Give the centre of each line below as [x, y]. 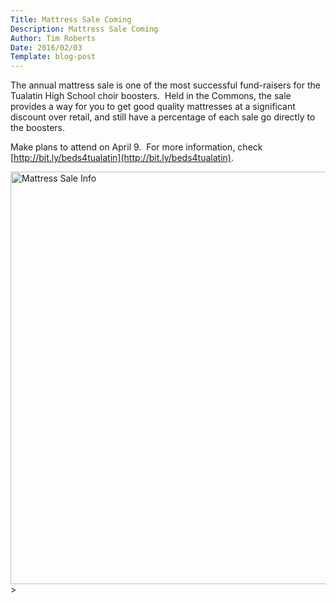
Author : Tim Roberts [53, 38]
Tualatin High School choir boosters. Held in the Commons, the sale [151, 96]
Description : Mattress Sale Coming [84, 29]
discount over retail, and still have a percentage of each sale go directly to [163, 117]
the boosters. [38, 128]
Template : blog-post [53, 57]
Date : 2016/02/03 [46, 47]
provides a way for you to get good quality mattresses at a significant [153, 107]
